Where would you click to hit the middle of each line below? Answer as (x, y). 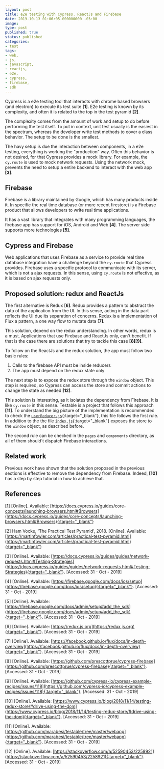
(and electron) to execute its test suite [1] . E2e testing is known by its (75, 107)
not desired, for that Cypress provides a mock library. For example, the (76, 157)
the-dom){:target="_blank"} (33, 716)
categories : (17, 42)
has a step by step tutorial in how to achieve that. (55, 478)
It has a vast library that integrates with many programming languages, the (80, 220)
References (23, 494)
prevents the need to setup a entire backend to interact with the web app (79, 167)
